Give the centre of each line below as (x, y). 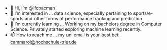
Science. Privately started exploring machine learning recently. (76, 29)
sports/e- (143, 13)
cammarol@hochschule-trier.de (43, 42)
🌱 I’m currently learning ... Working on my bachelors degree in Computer (86, 24)
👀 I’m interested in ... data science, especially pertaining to (71, 13)
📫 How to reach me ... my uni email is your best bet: (65, 35)
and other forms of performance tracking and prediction (83, 18)
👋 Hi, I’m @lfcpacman (32, 8)
